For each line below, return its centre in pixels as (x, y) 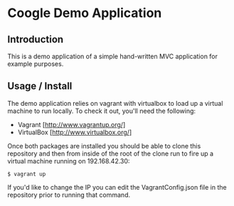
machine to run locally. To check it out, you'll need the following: (102, 111)
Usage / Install (40, 86)
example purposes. (36, 64)
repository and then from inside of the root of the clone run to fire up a (111, 153)
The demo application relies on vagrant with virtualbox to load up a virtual (115, 103)
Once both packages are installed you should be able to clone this (104, 146)
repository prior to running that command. (69, 195)
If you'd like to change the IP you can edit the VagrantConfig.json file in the (117, 187)
